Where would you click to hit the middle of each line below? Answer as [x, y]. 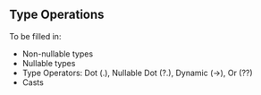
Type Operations [57, 15]
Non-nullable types [58, 54]
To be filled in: [35, 36]
